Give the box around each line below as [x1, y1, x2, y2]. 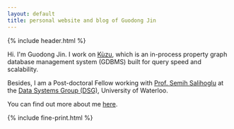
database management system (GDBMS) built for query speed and [7, 57, 201, 66]
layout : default [7, 10, 55, 18]
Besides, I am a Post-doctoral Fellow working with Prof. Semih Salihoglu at [7, 78, 224, 87]
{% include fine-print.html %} [7, 113, 93, 122]
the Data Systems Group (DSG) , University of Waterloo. [7, 86, 168, 94]
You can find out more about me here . [7, 99, 118, 108]
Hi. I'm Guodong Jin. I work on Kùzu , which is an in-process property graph [7, 50, 228, 59]
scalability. [7, 65, 39, 73]
